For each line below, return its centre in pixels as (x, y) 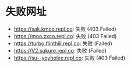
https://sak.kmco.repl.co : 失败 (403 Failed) (65, 29)
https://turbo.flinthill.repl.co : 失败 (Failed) (63, 43)
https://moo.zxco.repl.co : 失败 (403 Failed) (65, 36)
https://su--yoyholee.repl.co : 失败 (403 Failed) (70, 58)
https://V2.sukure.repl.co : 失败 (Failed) (60, 50)
